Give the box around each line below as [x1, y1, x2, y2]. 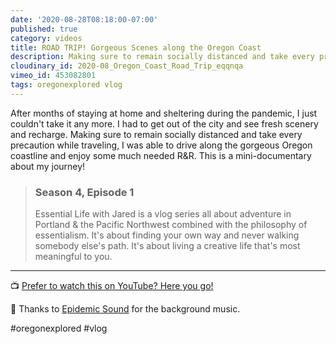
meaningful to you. [34, 251, 113, 263]
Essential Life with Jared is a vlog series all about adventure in [34, 208, 292, 220]
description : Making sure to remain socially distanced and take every [10, 52, 315, 62]
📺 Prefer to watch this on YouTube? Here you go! [10, 280, 214, 292]
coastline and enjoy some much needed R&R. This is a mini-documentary [10, 149, 312, 161]
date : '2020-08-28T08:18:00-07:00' [10, 14, 159, 25]
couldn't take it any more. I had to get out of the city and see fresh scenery [10, 117, 319, 130]
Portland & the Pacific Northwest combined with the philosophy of [34, 219, 308, 231]
